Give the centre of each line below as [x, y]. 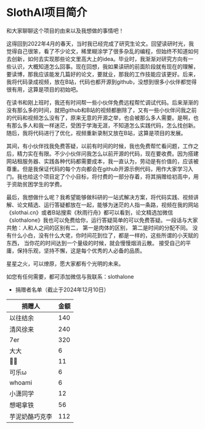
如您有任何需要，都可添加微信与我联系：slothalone [70, 276]
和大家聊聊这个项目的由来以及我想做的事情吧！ [65, 31]
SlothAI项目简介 [47, 13]
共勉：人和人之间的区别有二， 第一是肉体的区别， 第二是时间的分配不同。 [99, 227]
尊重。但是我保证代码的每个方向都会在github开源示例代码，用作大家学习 [97, 169]
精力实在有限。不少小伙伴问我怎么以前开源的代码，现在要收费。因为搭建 [108, 153]
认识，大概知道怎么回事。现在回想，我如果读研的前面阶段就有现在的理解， [105, 66]
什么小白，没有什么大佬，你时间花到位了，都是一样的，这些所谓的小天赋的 [105, 235]
